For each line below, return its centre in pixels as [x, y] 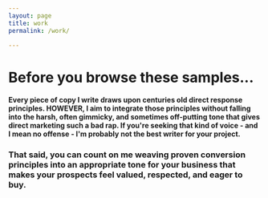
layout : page [30, 16]
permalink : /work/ [39, 30]
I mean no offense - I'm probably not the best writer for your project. [124, 134]
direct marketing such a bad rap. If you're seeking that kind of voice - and [133, 126]
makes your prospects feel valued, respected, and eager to [126, 175]
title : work [28, 23]
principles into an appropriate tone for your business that [122, 165]
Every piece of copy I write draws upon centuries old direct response [126, 100]
